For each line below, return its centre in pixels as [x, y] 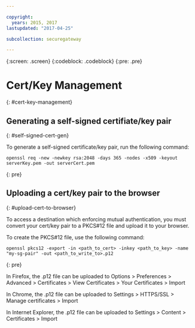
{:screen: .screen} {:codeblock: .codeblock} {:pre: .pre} [74, 61]
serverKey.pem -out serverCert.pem [51, 163]
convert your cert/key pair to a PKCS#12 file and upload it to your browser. [98, 225]
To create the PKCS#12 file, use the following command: [75, 237]
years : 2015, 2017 [35, 22]
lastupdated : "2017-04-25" [40, 28]
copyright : [20, 17]
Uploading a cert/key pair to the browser [83, 193]
